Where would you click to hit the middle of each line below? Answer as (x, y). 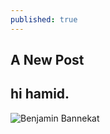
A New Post (47, 60)
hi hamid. (40, 94)
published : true (44, 19)
